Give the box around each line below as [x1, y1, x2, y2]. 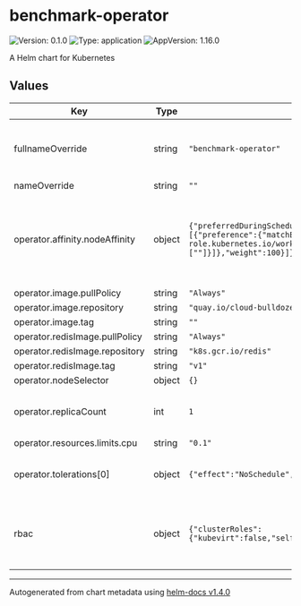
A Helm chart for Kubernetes [9, 52, 116, 63]
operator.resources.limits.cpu [13, 436, 138, 448]
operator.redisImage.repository [13, 345, 145, 357]
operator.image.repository [13, 301, 124, 313]
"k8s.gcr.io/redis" [188, 346, 271, 356]
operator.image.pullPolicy [13, 286, 122, 299]
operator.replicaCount [13, 405, 107, 417]
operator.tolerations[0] [13, 467, 110, 480]
